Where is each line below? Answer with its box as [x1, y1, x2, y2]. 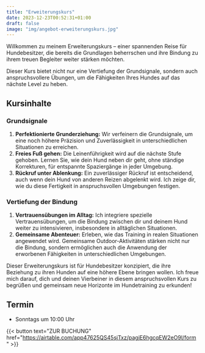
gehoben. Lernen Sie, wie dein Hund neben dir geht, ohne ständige [15, 156, 184, 164]
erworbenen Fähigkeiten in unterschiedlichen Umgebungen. [15, 250, 167, 258]
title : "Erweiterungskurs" [6, 9, 75, 15]
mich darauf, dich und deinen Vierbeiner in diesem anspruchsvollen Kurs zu [6, 275, 197, 283]
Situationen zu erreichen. [15, 143, 79, 150]
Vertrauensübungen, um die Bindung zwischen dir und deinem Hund [15, 218, 188, 225]
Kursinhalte [6, 98, 52, 109]
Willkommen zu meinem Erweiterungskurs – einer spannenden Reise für [6, 43, 187, 50]
